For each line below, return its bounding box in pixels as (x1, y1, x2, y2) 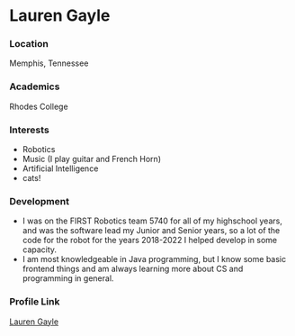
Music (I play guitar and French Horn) (22, 154, 162, 165)
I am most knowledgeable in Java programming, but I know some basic (22, 254, 286, 265)
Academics (9, 80, 60, 93)
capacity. (22, 244, 57, 255)
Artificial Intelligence (22, 163, 99, 174)
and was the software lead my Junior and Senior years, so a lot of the (22, 225, 281, 236)
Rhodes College (9, 101, 69, 112)
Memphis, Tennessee (9, 58, 89, 68)
